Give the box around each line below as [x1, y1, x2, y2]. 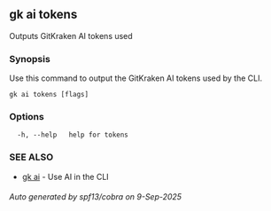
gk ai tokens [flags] [9, 90, 89, 99]
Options [9, 111, 44, 123]
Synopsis [9, 52, 50, 65]
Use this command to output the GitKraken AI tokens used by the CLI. [9, 73, 263, 83]
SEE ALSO [9, 151, 54, 163]
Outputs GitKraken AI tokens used [9, 30, 133, 41]
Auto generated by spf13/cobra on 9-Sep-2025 [9, 191, 182, 202]
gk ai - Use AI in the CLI [21, 171, 109, 182]
